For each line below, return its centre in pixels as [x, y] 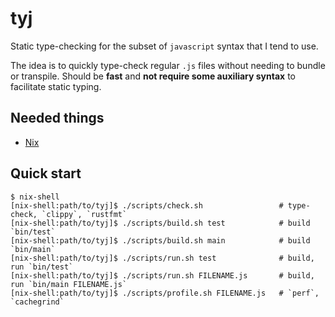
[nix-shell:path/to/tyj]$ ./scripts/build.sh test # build [160, 223]
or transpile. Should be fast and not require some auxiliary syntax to [153, 76]
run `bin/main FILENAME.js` [69, 284]
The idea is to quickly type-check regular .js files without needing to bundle [168, 65]
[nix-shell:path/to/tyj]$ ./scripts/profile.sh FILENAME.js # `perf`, [165, 293]
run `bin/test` [42, 267]
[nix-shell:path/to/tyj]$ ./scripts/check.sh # [147, 205]
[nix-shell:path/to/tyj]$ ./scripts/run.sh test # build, [162, 258]
